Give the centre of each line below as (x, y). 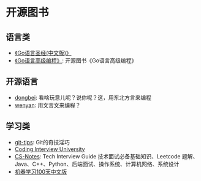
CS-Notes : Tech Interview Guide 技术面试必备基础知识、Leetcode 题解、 (106, 156)
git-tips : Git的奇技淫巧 (42, 142)
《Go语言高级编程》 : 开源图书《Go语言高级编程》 (76, 61)
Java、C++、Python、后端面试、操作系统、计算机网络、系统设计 (97, 164)
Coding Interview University (50, 149)
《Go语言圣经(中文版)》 (43, 53)
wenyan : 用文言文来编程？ (47, 105)
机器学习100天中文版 (41, 171)
